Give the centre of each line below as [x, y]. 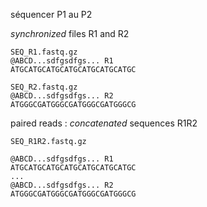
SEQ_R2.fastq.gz [44, 87]
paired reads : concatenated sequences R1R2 [104, 123]
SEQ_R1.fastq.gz [44, 52]
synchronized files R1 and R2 [70, 33]
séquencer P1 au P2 [51, 14]
